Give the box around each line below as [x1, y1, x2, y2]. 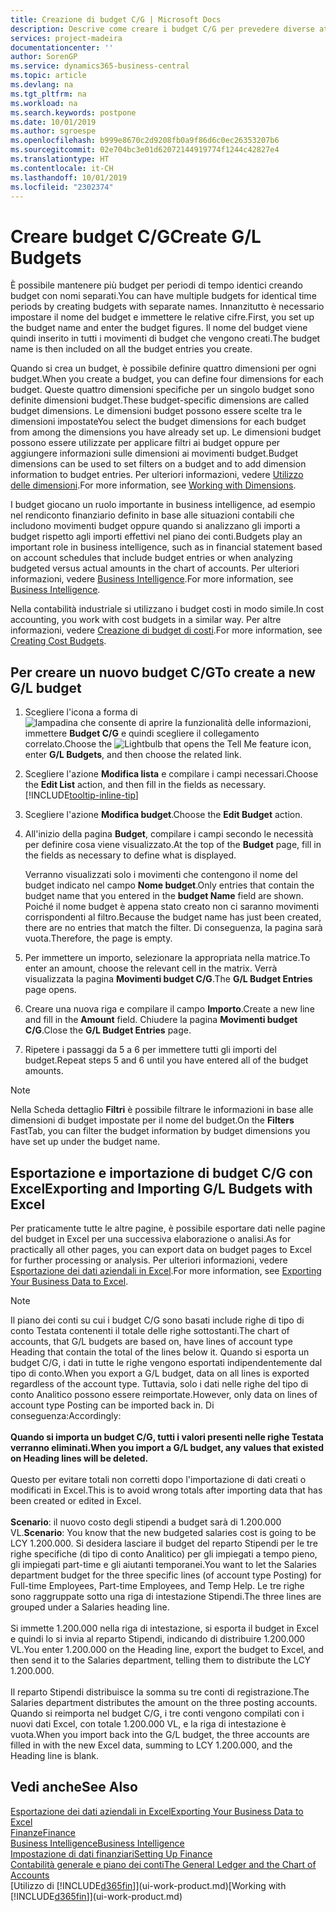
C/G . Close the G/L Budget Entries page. [24, 1024, 192, 1036]
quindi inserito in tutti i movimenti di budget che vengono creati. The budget [10, 332, 321, 345]
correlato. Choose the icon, [24, 738, 312, 750]
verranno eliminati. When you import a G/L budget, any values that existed [10, 1441, 325, 1453]
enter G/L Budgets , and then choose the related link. [24, 749, 242, 761]
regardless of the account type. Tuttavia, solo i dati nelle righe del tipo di [10, 1377, 309, 1390]
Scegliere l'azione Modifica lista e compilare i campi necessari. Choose [24, 768, 319, 780]
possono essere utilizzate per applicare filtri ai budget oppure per [10, 437, 281, 449]
